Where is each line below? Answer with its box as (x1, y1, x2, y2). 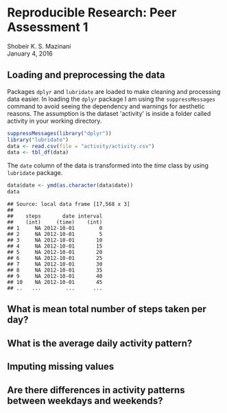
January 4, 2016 (7, 49, 53, 58)
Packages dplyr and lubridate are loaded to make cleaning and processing (7, 87, 221, 95)
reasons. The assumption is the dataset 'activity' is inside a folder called (7, 109, 211, 117)
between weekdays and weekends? (7, 394, 163, 406)
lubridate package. (7, 169, 63, 177)
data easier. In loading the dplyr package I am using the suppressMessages (7, 95, 216, 103)
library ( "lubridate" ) (7, 136, 69, 143)
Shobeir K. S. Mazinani (7, 42, 71, 50)
